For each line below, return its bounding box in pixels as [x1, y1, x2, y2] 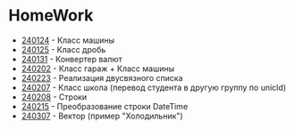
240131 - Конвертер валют [21, 53, 122, 64]
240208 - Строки [21, 91, 88, 102]
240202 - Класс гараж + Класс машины [21, 63, 175, 74]
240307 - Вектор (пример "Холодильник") [21, 110, 184, 121]
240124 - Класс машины [21, 35, 115, 45]
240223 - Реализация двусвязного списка [21, 72, 183, 83]
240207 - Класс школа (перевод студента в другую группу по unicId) [21, 82, 287, 93]
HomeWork [8, 5, 94, 26]
